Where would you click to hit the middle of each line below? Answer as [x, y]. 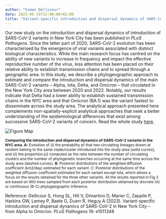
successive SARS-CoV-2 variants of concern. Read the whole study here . [80, 122]
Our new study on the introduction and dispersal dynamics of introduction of [83, 33]
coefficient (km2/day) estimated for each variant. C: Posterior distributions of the [75, 168]
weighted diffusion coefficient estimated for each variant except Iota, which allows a [78, 173]
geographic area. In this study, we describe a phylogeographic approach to [82, 75]
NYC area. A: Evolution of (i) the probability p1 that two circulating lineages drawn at [78, 145]
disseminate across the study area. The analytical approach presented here [82, 106]
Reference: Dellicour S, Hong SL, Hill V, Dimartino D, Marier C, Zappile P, [79, 196]
